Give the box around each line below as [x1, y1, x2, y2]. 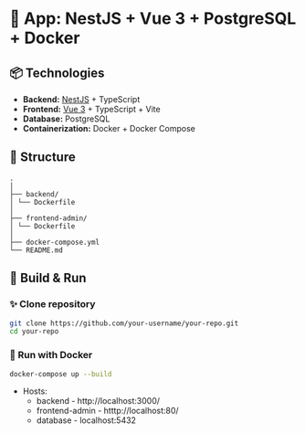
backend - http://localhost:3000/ [36, 396, 161, 407]
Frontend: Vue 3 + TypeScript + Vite [22, 104, 162, 114]
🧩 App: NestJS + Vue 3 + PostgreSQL [9, 8, 297, 29]
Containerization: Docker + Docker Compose [22, 123, 196, 133]
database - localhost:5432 [36, 415, 137, 426]
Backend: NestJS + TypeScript [22, 94, 141, 104]
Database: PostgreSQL [22, 113, 110, 124]
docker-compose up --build [9, 369, 112, 378]
